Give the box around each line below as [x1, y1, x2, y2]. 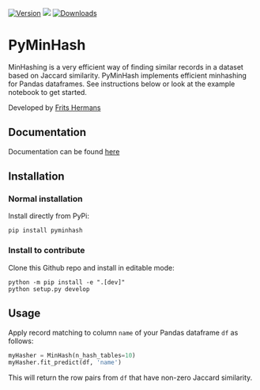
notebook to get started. [8, 87, 87, 97]
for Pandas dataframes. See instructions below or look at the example [8, 79, 236, 89]
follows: [8, 336, 34, 346]
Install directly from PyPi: [8, 211, 89, 221]
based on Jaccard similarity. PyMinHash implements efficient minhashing [8, 70, 247, 80]
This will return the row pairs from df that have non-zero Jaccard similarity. [8, 373, 253, 383]
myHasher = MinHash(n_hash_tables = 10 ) [8, 351, 136, 359]
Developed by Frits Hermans [8, 103, 101, 112]
